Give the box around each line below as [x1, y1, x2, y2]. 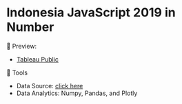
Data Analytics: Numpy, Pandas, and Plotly [16, 89, 138, 97]
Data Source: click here [16, 81, 83, 90]
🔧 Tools [6, 68, 28, 77]
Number [6, 19, 54, 35]
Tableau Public [16, 55, 59, 63]
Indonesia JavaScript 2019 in [6, 5, 176, 21]
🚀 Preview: [6, 42, 37, 50]
